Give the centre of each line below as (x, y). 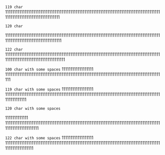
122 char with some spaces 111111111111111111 (49, 138)
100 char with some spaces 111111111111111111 (49, 69)
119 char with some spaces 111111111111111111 (49, 89)
